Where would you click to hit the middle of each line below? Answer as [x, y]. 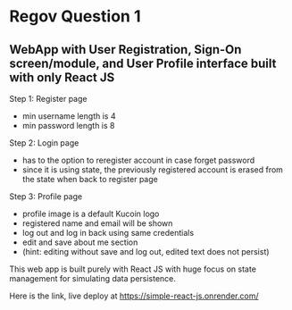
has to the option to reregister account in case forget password [138, 160]
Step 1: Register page [48, 99]
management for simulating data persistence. [93, 278]
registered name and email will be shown [97, 223]
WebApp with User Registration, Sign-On [125, 50]
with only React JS [62, 77]
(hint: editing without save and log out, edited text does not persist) [146, 251]
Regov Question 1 [75, 17]
